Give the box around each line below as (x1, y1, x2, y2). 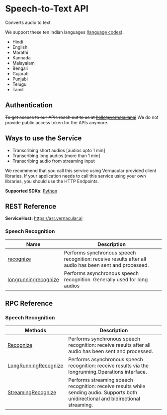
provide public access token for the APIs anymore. (5, 119, 108, 125)
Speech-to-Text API (5, 3, 88, 14)
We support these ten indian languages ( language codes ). (5, 29, 124, 35)
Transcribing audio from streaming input (12, 158, 95, 164)
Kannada (12, 54, 31, 60)
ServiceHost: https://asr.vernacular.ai (5, 215, 83, 221)
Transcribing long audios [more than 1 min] (12, 153, 100, 159)
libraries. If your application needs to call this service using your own (5, 173, 146, 179)
